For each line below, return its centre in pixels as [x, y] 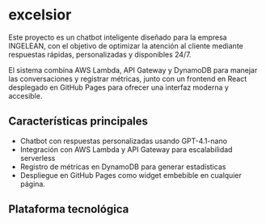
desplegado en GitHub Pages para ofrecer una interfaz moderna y [118, 87]
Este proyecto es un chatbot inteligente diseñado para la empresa [118, 37]
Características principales [78, 122]
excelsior [40, 15]
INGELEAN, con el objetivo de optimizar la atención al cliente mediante [126, 45]
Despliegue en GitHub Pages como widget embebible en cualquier [131, 175]
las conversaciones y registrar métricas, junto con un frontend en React [128, 78]
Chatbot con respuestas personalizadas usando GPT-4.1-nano [124, 141]
